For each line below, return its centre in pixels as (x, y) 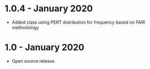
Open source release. (34, 61)
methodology (25, 27)
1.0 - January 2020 (44, 48)
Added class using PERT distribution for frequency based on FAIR (78, 22)
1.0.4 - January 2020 (49, 9)
